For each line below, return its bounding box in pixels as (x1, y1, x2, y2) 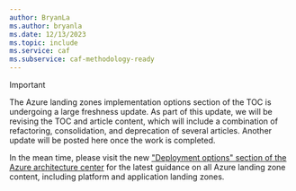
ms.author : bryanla (9, 22, 83, 30)
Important (9, 80, 46, 90)
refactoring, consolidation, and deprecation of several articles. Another (9, 126, 273, 135)
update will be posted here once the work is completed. (9, 135, 216, 145)
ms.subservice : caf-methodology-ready (9, 55, 155, 64)
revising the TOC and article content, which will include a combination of (9, 116, 279, 126)
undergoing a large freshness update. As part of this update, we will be (9, 107, 273, 117)
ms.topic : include (9, 38, 78, 48)
